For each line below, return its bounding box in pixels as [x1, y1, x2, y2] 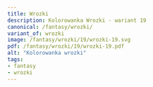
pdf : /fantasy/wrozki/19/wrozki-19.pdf [7, 43, 125, 50]
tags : [7, 56, 23, 63]
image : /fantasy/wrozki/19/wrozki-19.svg [7, 36, 131, 43]
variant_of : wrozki [7, 29, 65, 37]
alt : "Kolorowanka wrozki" [7, 50, 87, 57]
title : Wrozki [7, 10, 49, 18]
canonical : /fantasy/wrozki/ [7, 23, 93, 30]
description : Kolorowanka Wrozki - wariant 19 [7, 17, 147, 24]
